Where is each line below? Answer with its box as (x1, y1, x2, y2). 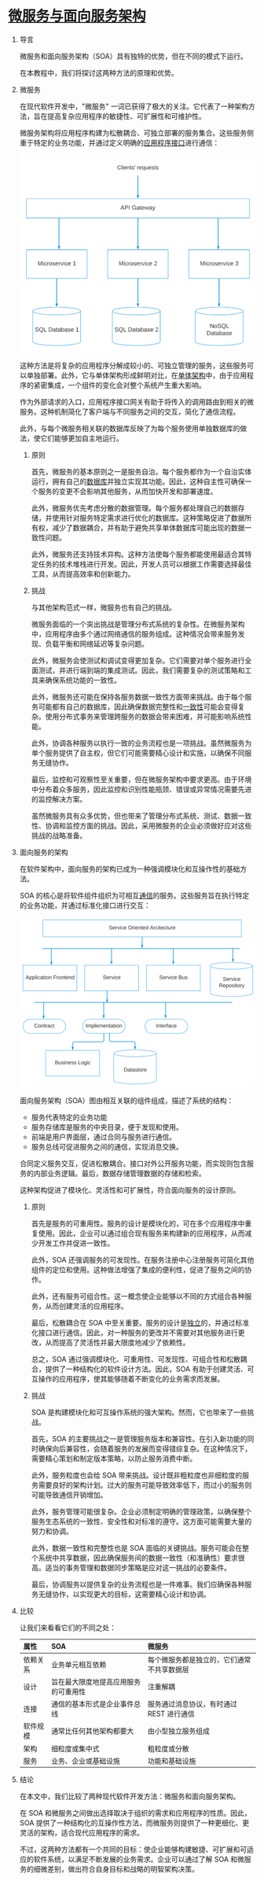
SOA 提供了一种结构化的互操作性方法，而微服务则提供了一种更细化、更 (19, 1818, 250, 1828)
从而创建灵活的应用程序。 (45, 1301, 128, 1311)
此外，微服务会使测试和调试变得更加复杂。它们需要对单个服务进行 (31, 655, 245, 665)
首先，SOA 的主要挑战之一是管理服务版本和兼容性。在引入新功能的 (31, 1433, 247, 1444)
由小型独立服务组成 (148, 1726, 211, 1735)
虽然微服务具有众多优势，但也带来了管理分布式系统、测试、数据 (31, 811, 238, 821)
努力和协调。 (31, 1526, 73, 1536)
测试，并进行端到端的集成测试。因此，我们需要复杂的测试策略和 (38, 666, 245, 675)
